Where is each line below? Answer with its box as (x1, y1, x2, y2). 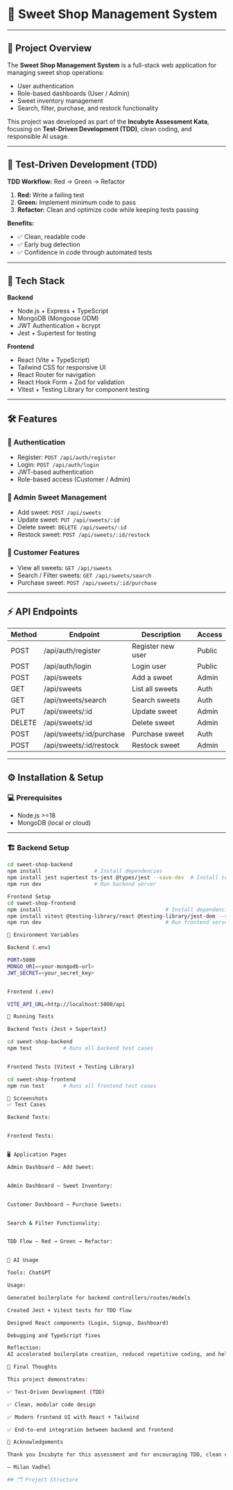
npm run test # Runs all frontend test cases (7, 1082, 157, 1089)
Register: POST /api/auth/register (17, 453, 116, 461)
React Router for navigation (17, 371, 96, 379)
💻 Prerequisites (7, 793, 62, 802)
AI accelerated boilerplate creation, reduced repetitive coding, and (7, 1351, 216, 1358)
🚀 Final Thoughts (7, 1364, 58, 1371)
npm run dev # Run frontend (7, 919, 209, 926)
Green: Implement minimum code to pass (17, 198, 137, 206)
